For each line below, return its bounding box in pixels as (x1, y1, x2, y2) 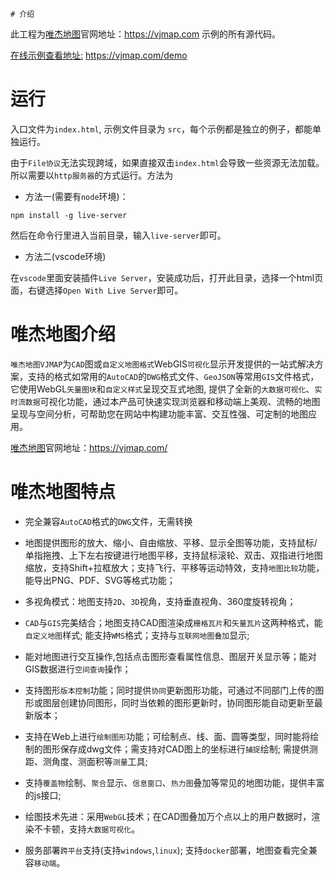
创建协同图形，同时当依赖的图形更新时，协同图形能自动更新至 (59, 696, 315, 708)
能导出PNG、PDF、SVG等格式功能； (24, 574, 176, 586)
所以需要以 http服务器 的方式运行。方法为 (10, 169, 174, 181)
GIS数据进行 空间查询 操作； (24, 663, 132, 675)
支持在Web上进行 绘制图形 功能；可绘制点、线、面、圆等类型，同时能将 (24, 730, 311, 742)
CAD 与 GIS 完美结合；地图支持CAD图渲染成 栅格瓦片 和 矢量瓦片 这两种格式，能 (24, 616, 323, 628)
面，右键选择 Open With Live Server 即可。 (10, 284, 184, 296)
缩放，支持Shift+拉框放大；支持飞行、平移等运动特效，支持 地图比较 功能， (24, 561, 325, 573)
